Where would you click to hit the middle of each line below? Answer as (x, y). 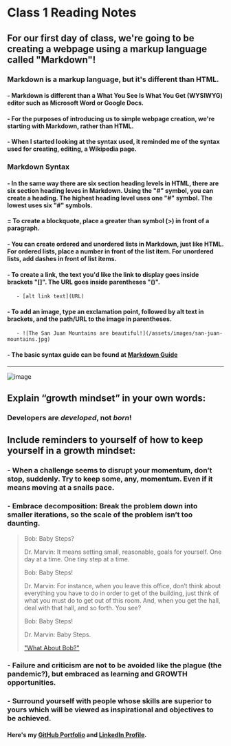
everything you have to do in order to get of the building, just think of (121, 593)
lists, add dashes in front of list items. (62, 258)
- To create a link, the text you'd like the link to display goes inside (103, 274)
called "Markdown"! (52, 60)
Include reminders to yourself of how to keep (105, 440)
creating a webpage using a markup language (107, 49)
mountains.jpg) (29, 340)
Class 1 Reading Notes (72, 13)
